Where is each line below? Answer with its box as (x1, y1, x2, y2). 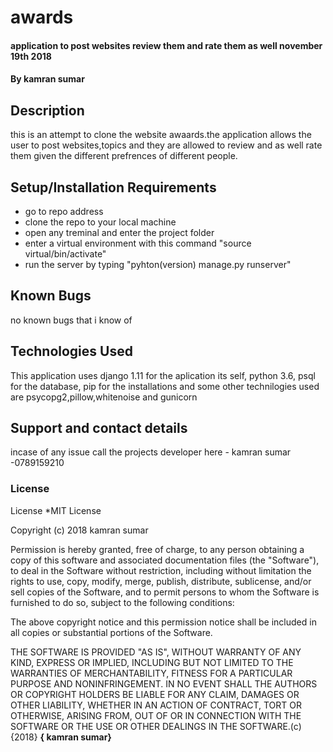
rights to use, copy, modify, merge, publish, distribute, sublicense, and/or (10, 575, 312, 587)
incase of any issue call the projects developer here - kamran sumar (10, 446, 292, 458)
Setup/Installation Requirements (10, 179, 217, 196)
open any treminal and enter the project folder (24, 227, 215, 238)
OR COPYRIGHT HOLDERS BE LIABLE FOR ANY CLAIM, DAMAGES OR (10, 688, 300, 700)
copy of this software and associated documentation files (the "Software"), (10, 554, 320, 566)
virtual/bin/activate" (24, 248, 107, 260)
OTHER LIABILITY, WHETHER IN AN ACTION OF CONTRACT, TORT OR (10, 699, 302, 711)
